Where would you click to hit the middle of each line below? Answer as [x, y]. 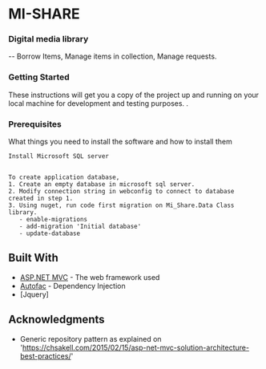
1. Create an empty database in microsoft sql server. [102, 184]
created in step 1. [41, 199]
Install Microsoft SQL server [59, 156]
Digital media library [48, 39]
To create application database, [64, 177]
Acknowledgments [57, 320]
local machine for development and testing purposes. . [99, 103]
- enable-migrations [53, 220]
